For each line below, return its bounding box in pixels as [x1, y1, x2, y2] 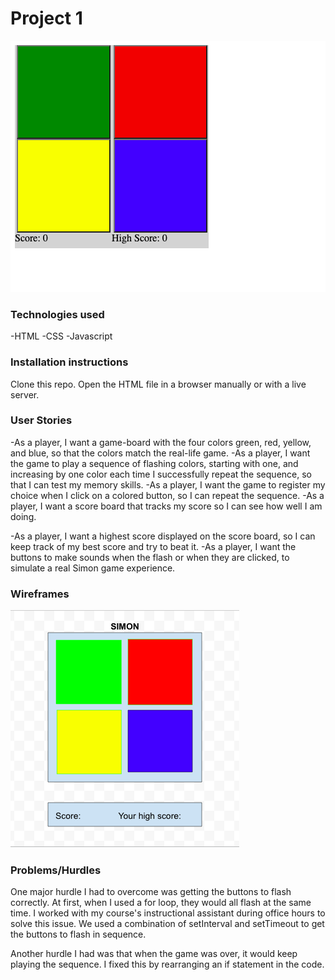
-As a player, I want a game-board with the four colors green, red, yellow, [10, 436, 312, 448]
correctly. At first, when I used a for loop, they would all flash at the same [10, 897, 312, 909]
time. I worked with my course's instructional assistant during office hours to [10, 907, 326, 919]
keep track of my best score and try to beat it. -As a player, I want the [10, 540, 297, 552]
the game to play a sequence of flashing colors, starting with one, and [10, 457, 299, 469]
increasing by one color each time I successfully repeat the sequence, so [10, 468, 312, 480]
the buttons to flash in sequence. [10, 928, 147, 941]
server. [10, 388, 40, 401]
